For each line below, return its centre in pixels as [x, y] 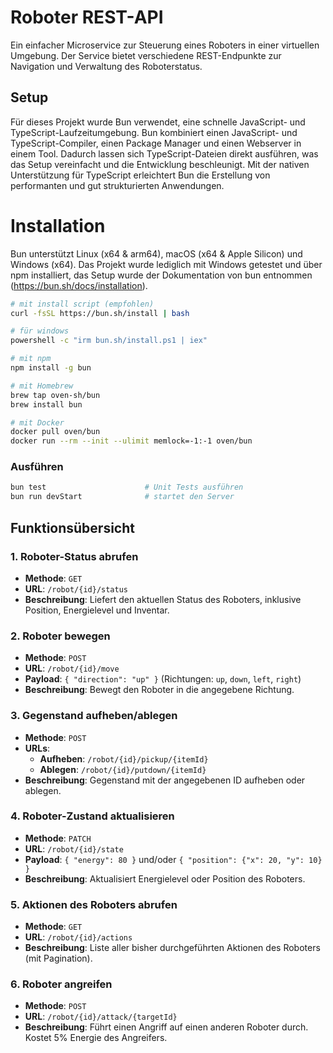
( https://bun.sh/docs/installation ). [79, 285]
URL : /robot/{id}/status [76, 588]
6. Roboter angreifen [61, 984]
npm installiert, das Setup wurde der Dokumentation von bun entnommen [161, 275]
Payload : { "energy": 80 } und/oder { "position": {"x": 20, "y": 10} [173, 859]
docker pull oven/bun [55, 432]
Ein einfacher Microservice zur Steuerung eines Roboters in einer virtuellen [165, 45]
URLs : [37, 748]
